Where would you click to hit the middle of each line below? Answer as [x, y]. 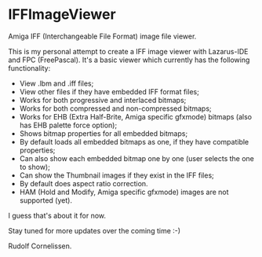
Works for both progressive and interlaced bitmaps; [103, 100]
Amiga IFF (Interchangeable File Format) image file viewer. [102, 36]
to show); [35, 167]
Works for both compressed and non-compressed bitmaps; [115, 108]
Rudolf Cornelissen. [40, 246]
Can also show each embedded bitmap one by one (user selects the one [137, 158]
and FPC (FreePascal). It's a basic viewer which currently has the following [129, 60]
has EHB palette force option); [68, 125]
